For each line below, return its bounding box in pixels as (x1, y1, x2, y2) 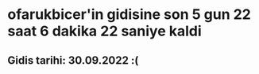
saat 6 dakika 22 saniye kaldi (7, 22, 202, 40)
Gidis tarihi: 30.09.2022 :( (7, 54, 139, 67)
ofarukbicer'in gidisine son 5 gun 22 (7, 6, 251, 24)
